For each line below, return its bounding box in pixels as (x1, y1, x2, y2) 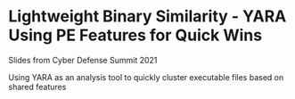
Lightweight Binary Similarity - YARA (8, 6, 287, 27)
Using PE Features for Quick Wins (8, 25, 263, 45)
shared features (8, 81, 67, 92)
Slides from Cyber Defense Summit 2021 (8, 54, 158, 65)
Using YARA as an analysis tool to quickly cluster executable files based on (8, 71, 284, 82)
